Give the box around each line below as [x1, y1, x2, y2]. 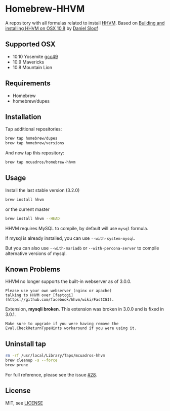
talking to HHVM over [5, 293, 51, 298]
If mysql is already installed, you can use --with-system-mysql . [5, 235, 136, 241]
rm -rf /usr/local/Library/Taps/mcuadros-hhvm [5, 353, 105, 358]
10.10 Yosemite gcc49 [12, 53, 58, 59]
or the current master [5, 206, 50, 212]
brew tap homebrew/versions [5, 141, 65, 146]
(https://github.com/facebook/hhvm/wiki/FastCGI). [5, 297, 114, 302]
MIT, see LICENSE [5, 400, 43, 406]
